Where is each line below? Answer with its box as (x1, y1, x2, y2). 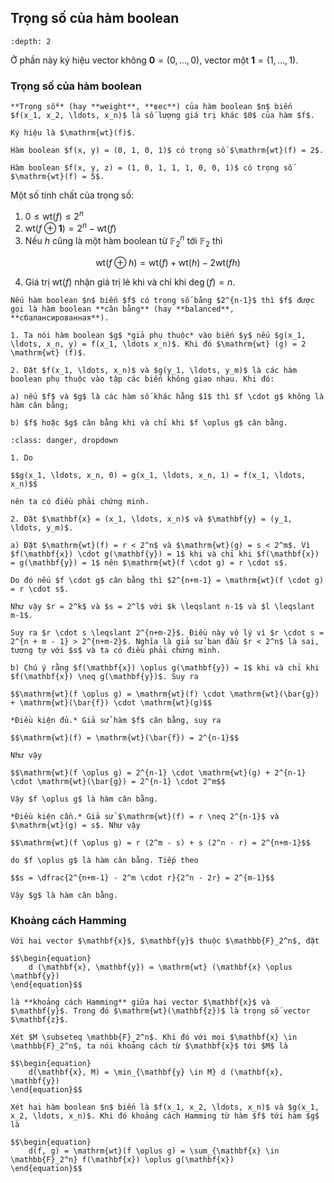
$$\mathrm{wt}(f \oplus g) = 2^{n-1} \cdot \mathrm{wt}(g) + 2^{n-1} (10, 767, 307, 778)
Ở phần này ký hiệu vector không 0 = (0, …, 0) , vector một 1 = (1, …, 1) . (10, 54, 299, 66)
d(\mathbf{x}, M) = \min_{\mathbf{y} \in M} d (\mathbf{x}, (28, 1067, 284, 1078)
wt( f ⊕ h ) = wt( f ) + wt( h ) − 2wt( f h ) (95, 256, 241, 268)
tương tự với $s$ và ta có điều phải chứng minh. (10, 645, 222, 655)
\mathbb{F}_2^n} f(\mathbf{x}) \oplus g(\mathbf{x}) (10, 1155, 235, 1165)
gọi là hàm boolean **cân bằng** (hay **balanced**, (10, 304, 235, 314)
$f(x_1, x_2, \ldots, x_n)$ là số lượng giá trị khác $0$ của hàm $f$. (10, 111, 315, 121)
